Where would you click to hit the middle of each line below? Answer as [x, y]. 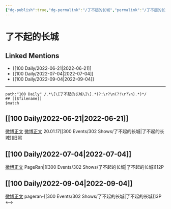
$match [12, 103]
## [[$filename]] [24, 98]
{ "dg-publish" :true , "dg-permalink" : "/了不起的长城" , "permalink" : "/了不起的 [83, 10]
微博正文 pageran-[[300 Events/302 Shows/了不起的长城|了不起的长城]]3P [83, 196]
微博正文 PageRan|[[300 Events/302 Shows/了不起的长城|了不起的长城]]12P [85, 167]
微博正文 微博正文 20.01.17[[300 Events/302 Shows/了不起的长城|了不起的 [83, 132]
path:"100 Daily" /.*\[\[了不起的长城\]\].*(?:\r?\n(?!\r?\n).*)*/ [76, 94]
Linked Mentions [32, 56]
